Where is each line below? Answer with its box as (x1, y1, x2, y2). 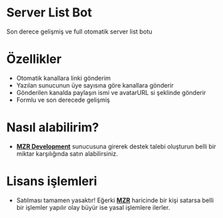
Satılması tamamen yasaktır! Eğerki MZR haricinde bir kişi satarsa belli (16, 196, 214, 204)
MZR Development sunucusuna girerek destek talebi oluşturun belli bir (16, 142, 217, 150)
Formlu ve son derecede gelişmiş (16, 96, 110, 104)
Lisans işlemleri (6, 174, 97, 189)
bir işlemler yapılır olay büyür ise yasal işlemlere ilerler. (16, 203, 170, 211)
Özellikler (6, 51, 62, 67)
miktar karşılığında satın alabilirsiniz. (16, 149, 118, 158)
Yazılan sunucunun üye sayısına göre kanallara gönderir (16, 81, 174, 90)
